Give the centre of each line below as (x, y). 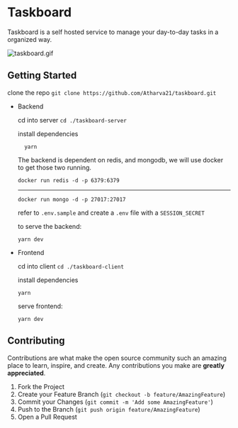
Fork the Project (41, 386)
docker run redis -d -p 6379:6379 (68, 180)
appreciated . (27, 373)
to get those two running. (55, 167)
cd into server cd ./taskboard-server (72, 120)
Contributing (36, 341)
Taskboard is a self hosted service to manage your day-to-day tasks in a (113, 32)
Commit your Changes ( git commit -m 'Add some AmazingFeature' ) (115, 402)
